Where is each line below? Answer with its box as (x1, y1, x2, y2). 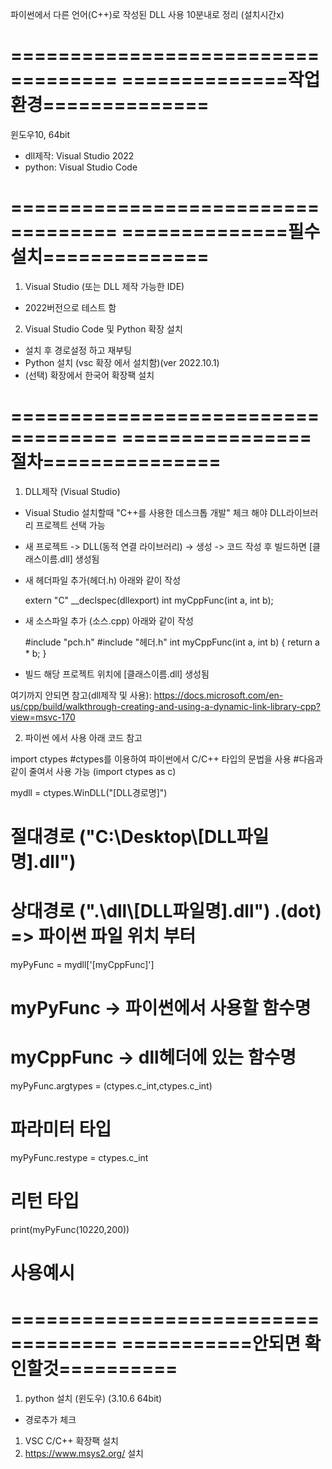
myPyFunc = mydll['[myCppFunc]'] (10, 958, 155, 970)
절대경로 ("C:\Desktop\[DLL (10, 826, 237, 848)
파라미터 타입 (10, 1118, 112, 1141)
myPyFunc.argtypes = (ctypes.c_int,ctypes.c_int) (10, 1080, 213, 1092)
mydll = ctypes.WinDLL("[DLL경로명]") (10, 786, 168, 798)
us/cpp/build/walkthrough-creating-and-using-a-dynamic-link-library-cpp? (10, 700, 321, 712)
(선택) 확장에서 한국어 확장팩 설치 (24, 369, 155, 381)
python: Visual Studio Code (24, 161, 138, 173)
